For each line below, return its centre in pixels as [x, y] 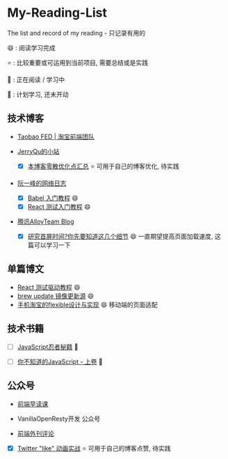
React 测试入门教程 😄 [59, 206]
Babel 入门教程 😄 [53, 198]
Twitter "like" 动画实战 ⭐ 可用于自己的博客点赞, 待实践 [94, 448]
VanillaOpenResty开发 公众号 [59, 419]
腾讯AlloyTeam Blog [46, 221]
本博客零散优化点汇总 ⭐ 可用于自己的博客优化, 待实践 [103, 166]
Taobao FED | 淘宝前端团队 [56, 137]
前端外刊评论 [35, 433]
